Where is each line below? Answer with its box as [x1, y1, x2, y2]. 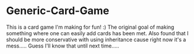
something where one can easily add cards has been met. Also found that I [6, 29, 189, 36]
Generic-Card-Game [6, 4, 109, 18]
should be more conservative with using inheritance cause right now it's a [6, 36, 186, 43]
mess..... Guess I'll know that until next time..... [6, 42, 119, 49]
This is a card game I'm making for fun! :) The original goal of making [6, 23, 174, 31]
